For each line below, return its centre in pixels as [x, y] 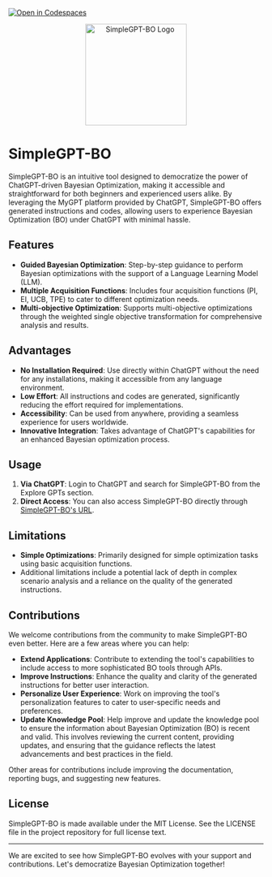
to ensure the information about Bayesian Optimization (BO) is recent [135, 728]
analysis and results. [54, 325]
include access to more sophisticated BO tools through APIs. [121, 667]
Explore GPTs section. [57, 493]
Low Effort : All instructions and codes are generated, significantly [130, 396]
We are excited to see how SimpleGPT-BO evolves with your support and [130, 855]
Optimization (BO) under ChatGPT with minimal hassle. [100, 219]
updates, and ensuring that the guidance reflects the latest [118, 745]
